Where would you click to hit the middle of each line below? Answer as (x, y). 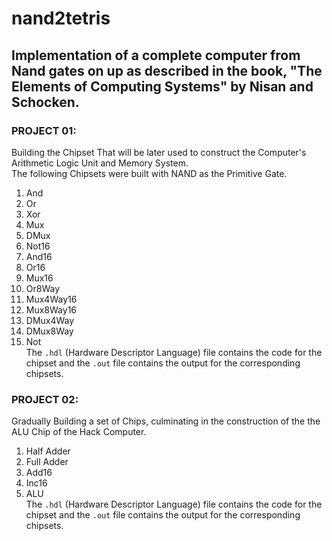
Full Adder (47, 462)
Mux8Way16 (51, 309)
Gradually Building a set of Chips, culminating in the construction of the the (166, 421)
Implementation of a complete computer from (156, 55)
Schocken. (45, 102)
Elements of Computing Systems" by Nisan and (162, 86)
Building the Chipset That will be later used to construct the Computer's (159, 152)
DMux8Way (49, 331)
